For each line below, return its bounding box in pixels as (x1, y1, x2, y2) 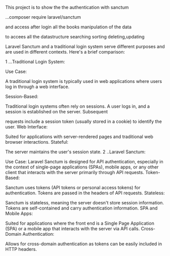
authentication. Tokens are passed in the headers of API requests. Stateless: (5, 190, 165, 196)
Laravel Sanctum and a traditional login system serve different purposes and (5, 44, 165, 50)
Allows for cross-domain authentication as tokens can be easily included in (5, 241, 162, 247)
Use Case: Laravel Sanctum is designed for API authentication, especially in (5, 159, 163, 164)
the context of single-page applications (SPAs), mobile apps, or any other (5, 164, 159, 170)
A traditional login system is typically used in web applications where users (5, 78, 162, 84)
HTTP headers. (5, 246, 37, 252)
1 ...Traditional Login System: (5, 59, 65, 65)
